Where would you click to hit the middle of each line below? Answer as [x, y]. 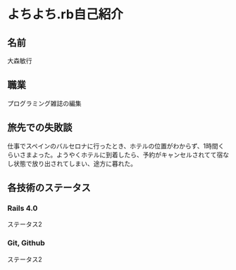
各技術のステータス [49, 188]
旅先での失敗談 [40, 128]
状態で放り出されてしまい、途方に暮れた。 [75, 163]
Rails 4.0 [23, 208]
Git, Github [26, 243]
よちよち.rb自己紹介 [65, 14]
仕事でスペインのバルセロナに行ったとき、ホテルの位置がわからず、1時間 [113, 146]
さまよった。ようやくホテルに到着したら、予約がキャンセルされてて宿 [121, 155]
